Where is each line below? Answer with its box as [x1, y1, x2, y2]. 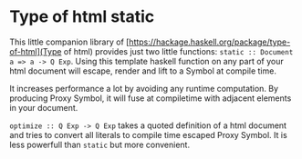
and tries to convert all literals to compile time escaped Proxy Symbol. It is [9, 129, 287, 140]
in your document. [9, 102, 78, 113]
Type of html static [9, 6, 155, 27]
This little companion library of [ [9, 36, 130, 47]
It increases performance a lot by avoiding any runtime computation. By [9, 83, 279, 94]
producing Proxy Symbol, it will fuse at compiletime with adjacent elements [9, 93, 292, 104]
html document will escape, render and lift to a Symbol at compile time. [9, 65, 276, 76]
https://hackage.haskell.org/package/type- [129, 36, 291, 47]
